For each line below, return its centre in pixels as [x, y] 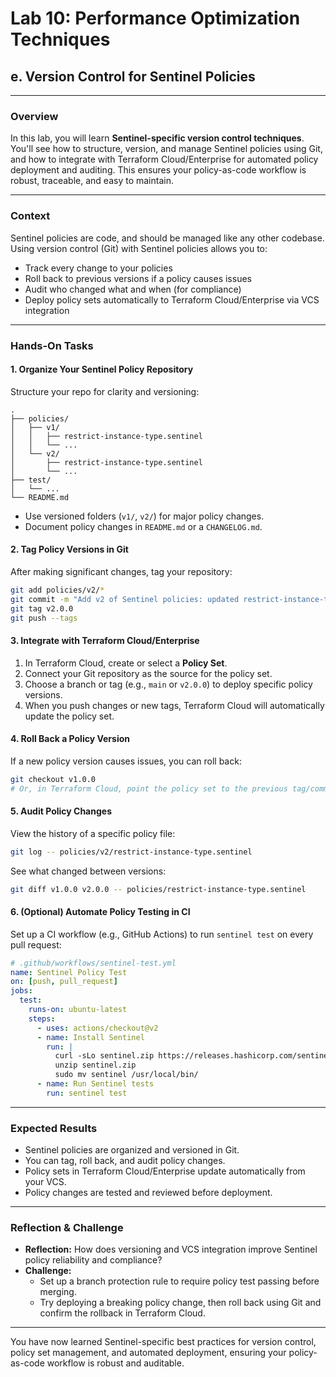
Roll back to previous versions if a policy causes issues [138, 278]
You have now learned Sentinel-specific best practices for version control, [163, 1342]
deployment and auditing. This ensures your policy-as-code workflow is [158, 170]
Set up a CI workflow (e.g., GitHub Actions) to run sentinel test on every [162, 934]
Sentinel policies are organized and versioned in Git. [132, 1150]
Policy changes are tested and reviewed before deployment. [148, 1193]
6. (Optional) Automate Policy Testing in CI [100, 912]
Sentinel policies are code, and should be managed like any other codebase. [167, 238]
